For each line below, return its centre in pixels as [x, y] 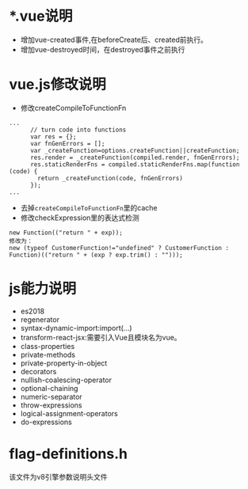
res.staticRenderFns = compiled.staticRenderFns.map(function [135, 164]
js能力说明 [43, 289]
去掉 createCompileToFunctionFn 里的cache [89, 207]
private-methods [48, 354]
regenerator [40, 319]
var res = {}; [53, 136]
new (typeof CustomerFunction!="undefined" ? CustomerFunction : [119, 248]
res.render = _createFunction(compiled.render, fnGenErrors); [135, 157]
